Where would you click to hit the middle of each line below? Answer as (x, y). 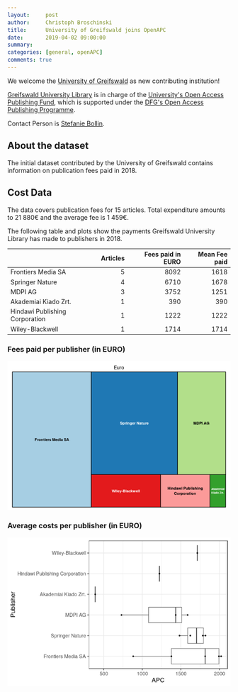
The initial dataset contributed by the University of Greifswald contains (110, 162)
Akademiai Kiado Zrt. (41, 302)
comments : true (30, 60)
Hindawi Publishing (38, 311)
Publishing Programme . (41, 109)
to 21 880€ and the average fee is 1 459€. (68, 217)
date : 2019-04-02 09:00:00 (57, 38)
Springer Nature (34, 282)
